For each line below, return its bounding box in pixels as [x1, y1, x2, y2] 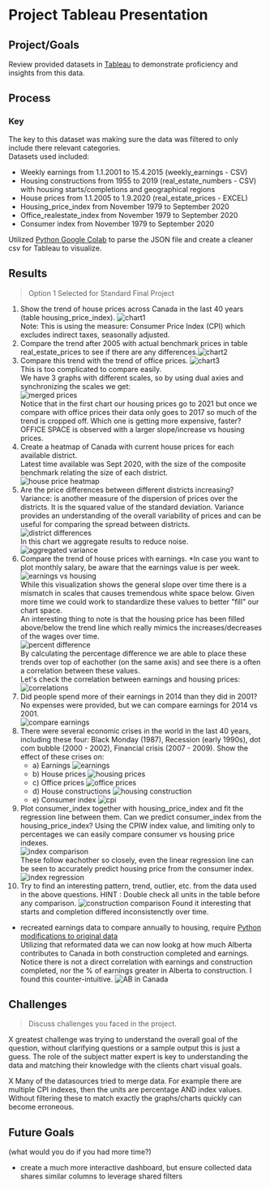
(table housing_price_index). [19, 312, 116, 322]
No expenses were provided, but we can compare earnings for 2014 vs [19, 699, 258, 710]
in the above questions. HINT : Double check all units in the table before [19, 889, 261, 899]
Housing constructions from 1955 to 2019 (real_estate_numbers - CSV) [19, 176, 257, 186]
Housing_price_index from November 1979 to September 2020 [19, 201, 229, 212]
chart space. [19, 605, 63, 615]
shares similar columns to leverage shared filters [19, 1171, 182, 1181]
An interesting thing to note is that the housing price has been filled [19, 614, 245, 623]
